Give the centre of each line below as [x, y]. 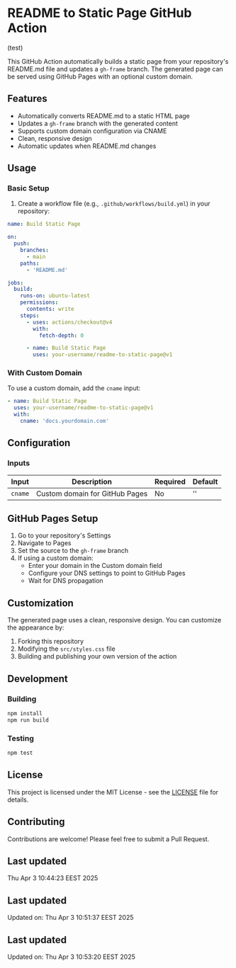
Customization [41, 603]
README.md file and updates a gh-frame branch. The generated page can [115, 69]
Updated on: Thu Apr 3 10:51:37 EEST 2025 [71, 918]
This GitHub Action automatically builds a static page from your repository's [118, 61]
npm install [25, 713]
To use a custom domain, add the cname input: [74, 388]
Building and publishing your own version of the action [97, 656]
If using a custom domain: [55, 558]
